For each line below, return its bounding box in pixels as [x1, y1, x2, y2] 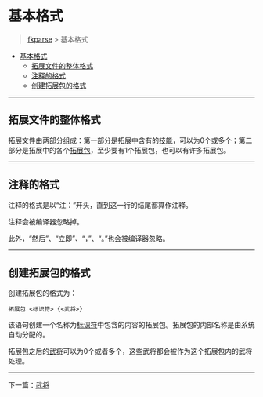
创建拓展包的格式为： [8, 288, 77, 298]
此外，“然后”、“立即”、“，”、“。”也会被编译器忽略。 [8, 233, 170, 243]
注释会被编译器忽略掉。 [8, 217, 84, 226]
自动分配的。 [8, 330, 49, 340]
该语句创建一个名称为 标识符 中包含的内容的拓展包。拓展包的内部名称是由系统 [8, 320, 255, 330]
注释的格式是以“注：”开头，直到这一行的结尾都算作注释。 [8, 200, 193, 209]
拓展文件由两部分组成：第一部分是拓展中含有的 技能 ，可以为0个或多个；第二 [8, 135, 253, 145]
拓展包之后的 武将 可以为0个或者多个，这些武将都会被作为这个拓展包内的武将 [8, 347, 253, 356]
